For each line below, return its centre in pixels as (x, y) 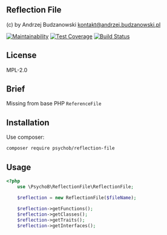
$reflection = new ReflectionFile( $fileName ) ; (77, 197)
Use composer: (25, 137)
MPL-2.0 (17, 70)
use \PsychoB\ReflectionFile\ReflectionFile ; (76, 187)
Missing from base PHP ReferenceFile (54, 104)
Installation (28, 123)
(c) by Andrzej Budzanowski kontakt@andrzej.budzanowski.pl (83, 24)
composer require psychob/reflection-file (61, 148)
